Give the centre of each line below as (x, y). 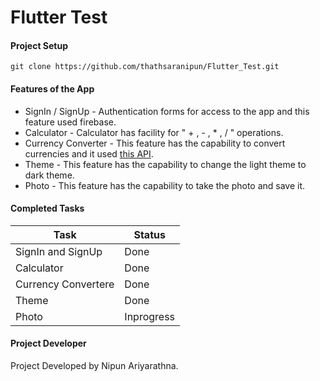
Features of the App (52, 88)
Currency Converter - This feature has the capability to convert (155, 143)
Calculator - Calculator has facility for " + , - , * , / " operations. (154, 132)
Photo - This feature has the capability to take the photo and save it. (165, 185)
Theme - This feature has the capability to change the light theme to (165, 164)
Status (149, 234)
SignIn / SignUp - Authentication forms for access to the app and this (167, 111)
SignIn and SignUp (59, 251)
